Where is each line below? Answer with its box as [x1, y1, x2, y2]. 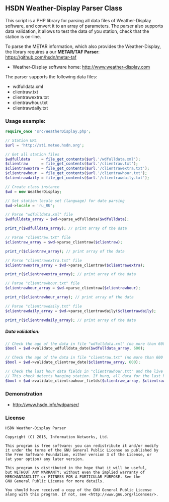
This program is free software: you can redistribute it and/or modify [5, 443, 158, 448]
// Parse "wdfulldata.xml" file [5, 212, 73, 217]
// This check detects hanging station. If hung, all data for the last [5, 373, 161, 378]
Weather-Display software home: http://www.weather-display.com [12, 64, 150, 70]
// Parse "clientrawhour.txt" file [5, 281, 80, 286]
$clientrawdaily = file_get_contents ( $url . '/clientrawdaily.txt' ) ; [5, 175, 150, 181]
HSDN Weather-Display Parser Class [5, 4, 122, 13]
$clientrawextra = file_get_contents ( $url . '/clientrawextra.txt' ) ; [5, 166, 150, 171]
